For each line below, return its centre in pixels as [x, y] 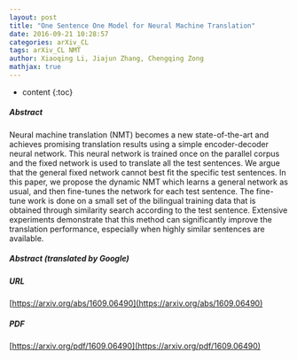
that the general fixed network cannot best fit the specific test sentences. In [148, 172]
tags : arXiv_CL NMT [45, 51]
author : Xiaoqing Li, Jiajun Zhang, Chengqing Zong [106, 59]
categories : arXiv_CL [49, 42]
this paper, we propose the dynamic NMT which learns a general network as [148, 182]
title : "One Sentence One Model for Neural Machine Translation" [132, 26]
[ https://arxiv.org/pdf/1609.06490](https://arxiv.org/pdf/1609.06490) [135, 346]
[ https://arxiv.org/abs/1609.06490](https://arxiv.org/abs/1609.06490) [136, 303]
